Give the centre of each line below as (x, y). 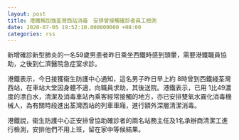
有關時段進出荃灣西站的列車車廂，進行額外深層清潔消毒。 (116, 106)
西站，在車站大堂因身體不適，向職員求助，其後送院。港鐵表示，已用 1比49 (116, 88)
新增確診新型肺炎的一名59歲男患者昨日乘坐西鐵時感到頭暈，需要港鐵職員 (114, 55)
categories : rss (31, 34)
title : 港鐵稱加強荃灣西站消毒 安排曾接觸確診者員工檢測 (82, 21)
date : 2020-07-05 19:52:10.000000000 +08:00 (74, 27)
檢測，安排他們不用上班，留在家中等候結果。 (79, 129)
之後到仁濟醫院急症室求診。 (60, 64)
